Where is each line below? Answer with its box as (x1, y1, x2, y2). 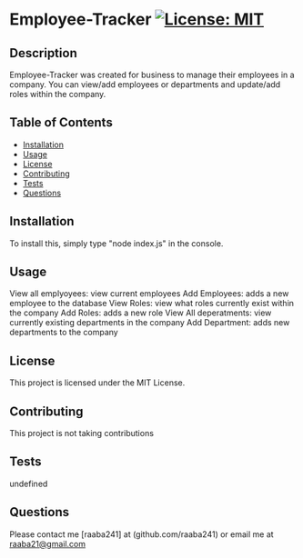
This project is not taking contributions (9, 428, 155, 439)
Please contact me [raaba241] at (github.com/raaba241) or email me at (9, 528, 275, 540)
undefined (9, 478, 48, 489)
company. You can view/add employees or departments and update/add (9, 79, 281, 90)
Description (9, 45, 77, 61)
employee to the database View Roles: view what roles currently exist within (9, 298, 294, 309)
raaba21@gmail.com (9, 538, 86, 549)
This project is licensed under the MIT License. (9, 377, 186, 388)
